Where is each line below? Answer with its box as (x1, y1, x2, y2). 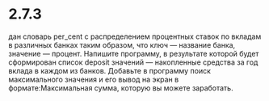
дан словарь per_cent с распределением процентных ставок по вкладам (8, 32, 262, 41)
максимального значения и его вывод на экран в (8, 74, 179, 84)
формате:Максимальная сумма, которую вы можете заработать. (8, 82, 233, 93)
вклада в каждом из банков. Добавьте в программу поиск (8, 65, 212, 75)
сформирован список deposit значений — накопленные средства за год (8, 57, 258, 67)
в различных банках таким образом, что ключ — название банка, (8, 40, 236, 49)
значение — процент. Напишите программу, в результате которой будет (8, 48, 259, 58)
